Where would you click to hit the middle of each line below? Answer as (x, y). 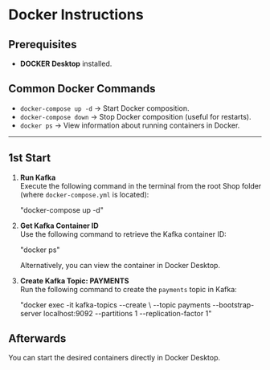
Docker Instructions (76, 15)
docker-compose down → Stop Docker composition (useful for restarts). (135, 116)
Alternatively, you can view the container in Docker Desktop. (120, 265)
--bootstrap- (233, 305)
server (31, 313)
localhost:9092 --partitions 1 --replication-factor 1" (127, 313)
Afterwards (37, 339)
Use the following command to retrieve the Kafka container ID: (123, 234)
